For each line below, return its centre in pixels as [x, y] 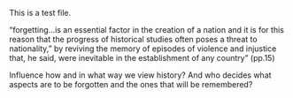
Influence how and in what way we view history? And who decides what [140, 75]
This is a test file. [40, 13]
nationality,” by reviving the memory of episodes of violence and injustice [143, 49]
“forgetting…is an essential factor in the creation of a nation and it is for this [147, 30]
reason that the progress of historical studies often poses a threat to [134, 39]
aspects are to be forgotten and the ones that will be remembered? [131, 84]
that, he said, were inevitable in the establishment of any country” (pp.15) [142, 58]
